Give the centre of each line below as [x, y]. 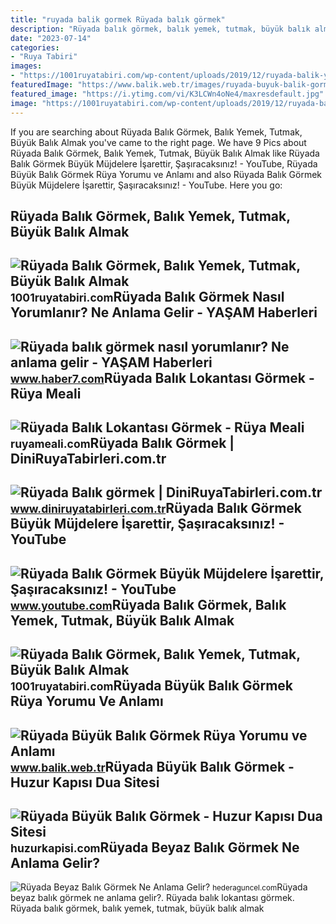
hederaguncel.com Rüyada [260, 887]
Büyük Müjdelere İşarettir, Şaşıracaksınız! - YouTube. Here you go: [146, 185]
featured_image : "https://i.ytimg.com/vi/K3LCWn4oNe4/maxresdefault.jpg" [167, 94]
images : [26, 66]
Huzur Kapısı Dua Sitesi [85, 782]
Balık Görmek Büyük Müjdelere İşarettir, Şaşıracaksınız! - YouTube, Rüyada [164, 163]
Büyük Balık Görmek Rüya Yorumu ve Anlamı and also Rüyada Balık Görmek [166, 174]
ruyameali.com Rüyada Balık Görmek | [122, 443]
